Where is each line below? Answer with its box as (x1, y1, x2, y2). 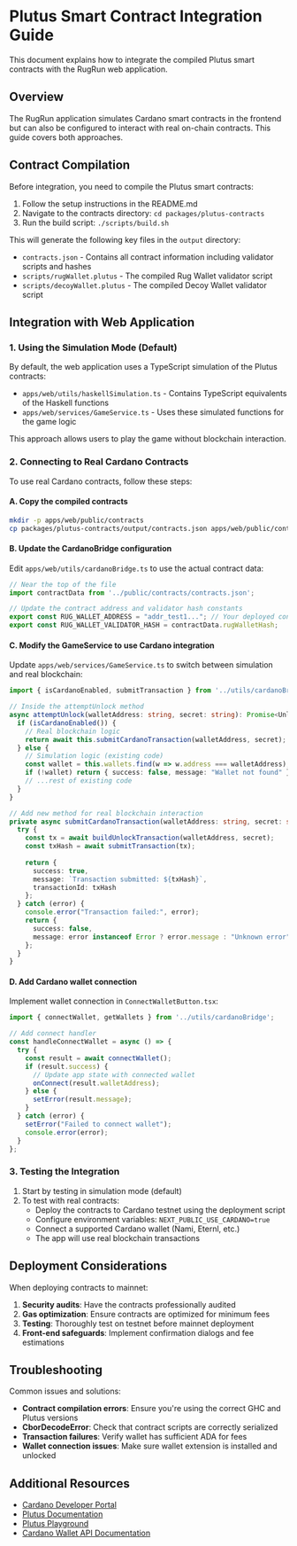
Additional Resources (9, 1476, 130, 1491)
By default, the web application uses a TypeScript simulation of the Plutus (9, 362, 278, 372)
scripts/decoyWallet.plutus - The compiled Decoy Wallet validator (21, 279, 267, 290)
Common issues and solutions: (9, 1386, 121, 1397)
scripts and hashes (21, 261, 92, 271)
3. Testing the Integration (9, 1166, 120, 1178)
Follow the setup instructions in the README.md (21, 198, 198, 209)
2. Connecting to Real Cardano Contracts (9, 456, 189, 468)
